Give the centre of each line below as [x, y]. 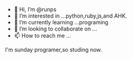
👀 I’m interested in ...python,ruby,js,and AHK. [70, 16]
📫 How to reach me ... [42, 36]
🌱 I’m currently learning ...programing [61, 22]
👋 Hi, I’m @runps [35, 9]
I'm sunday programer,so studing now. [54, 50]
